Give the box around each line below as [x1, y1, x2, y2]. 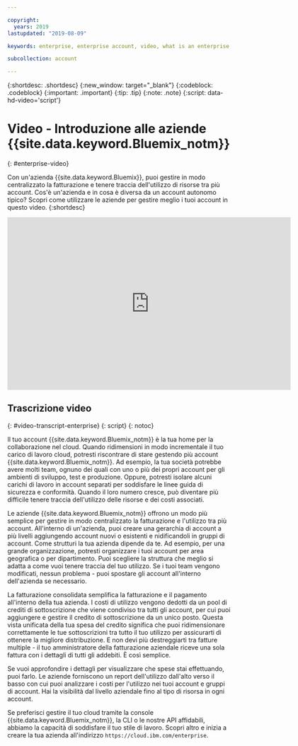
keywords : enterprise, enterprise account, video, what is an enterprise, [7, 43, 233, 50]
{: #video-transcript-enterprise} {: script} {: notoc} [7, 421, 154, 429]
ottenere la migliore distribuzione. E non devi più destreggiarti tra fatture [7, 635, 218, 644]
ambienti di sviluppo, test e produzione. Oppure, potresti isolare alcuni [7, 473, 212, 481]
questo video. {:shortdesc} [7, 203, 86, 212]
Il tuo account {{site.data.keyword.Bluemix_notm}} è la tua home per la [7, 435, 214, 443]
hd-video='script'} [7, 96, 62, 105]
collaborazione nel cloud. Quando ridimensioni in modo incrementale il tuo [7, 442, 224, 451]
